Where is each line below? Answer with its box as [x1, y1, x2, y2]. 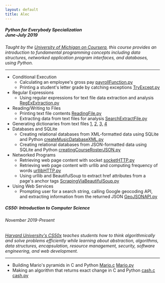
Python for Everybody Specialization [5, 27, 82, 33]
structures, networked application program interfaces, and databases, [5, 55, 148, 61]
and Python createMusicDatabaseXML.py [19, 137, 104, 142]
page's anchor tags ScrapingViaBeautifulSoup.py [19, 178, 119, 184]
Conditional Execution [12, 74, 57, 80]
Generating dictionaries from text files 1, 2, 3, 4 [12, 121, 108, 127]
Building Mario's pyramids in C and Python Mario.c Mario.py [12, 262, 134, 268]
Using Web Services [12, 183, 54, 189]
